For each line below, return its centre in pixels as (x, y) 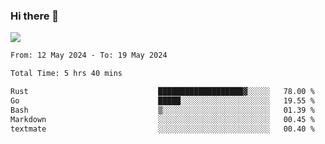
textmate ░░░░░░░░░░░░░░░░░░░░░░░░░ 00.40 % (162, 129)
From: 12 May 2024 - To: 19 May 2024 (89, 55)
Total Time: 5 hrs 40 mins (66, 74)
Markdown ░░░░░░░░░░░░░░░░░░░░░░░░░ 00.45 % (162, 119)
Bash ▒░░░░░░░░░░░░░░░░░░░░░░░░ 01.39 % (162, 110)
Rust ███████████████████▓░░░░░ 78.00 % (162, 92)
